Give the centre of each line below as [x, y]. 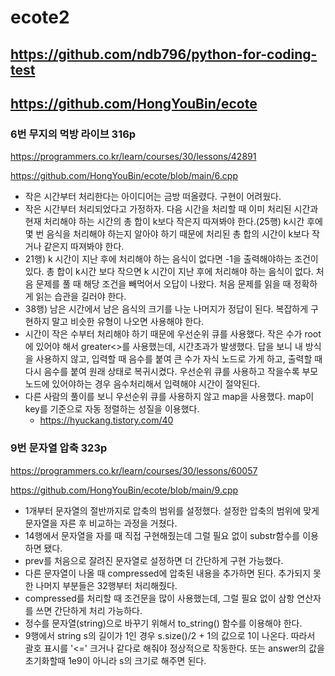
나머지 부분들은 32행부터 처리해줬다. [106, 585]
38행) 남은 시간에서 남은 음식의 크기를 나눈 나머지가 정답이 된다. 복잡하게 [166, 309]
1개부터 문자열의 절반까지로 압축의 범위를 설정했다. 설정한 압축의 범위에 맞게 [172, 510]
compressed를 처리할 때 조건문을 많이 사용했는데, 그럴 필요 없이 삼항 [159, 598]
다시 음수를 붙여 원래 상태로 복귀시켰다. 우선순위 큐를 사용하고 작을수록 [162, 372]
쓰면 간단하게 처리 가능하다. [89, 610]
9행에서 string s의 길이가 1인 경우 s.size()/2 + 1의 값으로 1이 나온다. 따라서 [170, 635]
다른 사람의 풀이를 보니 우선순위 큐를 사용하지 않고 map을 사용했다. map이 [169, 397]
